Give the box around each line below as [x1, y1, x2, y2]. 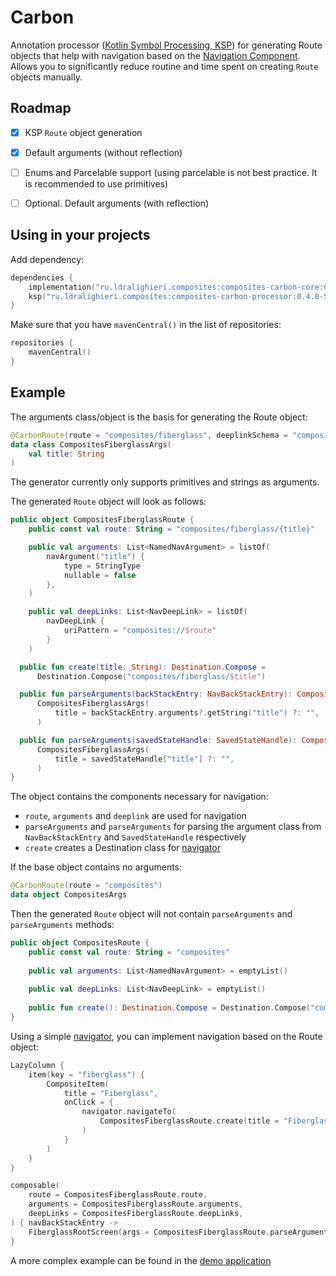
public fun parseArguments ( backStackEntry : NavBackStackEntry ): [19, 689, 293, 700]
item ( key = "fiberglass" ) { [28, 1069, 145, 1080]
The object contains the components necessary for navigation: [10, 791, 269, 803]
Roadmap [10, 100, 72, 117]
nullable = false [63, 570, 137, 580]
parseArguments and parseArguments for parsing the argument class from [24, 821, 322, 833]
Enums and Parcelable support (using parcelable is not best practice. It [24, 166, 318, 178]
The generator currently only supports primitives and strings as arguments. [10, 476, 320, 488]
